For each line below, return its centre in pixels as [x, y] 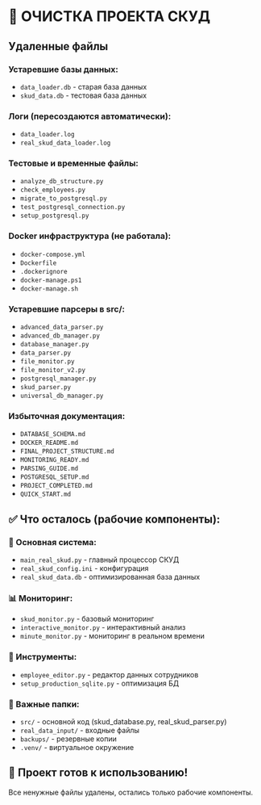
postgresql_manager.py [58, 379]
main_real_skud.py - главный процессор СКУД [99, 560]
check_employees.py [53, 190]
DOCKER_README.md [49, 443]
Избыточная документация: [67, 416]
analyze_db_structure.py [62, 182]
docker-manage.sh [49, 289]
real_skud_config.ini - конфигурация [84, 568]
